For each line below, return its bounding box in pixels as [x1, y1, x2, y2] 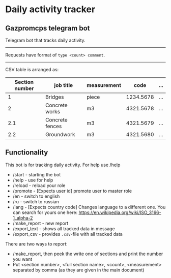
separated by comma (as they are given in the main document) [12, 267, 145, 273]
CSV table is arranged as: [5, 67, 59, 72]
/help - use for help [12, 177, 53, 183]
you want [12, 256, 33, 262]
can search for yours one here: [12, 209, 78, 215]
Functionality [5, 148, 48, 157]
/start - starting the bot [12, 171, 61, 177]
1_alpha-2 [12, 214, 33, 221]
